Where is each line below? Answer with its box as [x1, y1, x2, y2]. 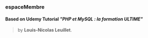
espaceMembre [5, 3, 45, 10]
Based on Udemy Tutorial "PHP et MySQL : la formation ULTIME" [5, 16, 143, 22]
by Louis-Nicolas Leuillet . [17, 27, 72, 33]
